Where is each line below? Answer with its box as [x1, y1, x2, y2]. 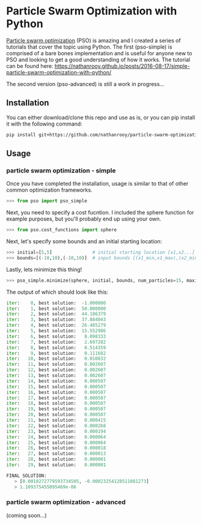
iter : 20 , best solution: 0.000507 [6, 411, 106, 418]
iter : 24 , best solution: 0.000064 [6, 434, 106, 440]
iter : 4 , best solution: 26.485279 [6, 323, 106, 329]
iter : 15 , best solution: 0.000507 [6, 383, 106, 390]
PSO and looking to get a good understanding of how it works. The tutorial [6, 56, 191, 63]
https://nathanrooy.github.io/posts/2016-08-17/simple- [54, 62, 191, 70]
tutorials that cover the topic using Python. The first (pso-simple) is [6, 43, 173, 50]
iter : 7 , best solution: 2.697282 [6, 339, 106, 345]
